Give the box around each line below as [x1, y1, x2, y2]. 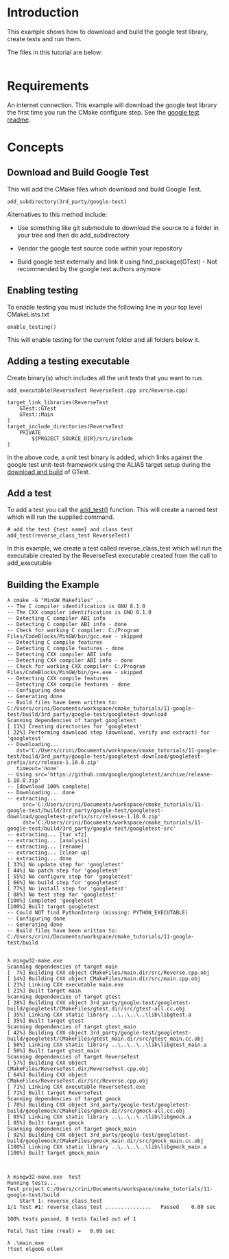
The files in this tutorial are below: [7, 48, 103, 56]
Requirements [7, 78, 89, 94]
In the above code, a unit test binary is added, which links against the [7, 453, 203, 461]
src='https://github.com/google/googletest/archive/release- [34, 771, 213, 778]
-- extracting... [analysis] [7, 838, 91, 844]
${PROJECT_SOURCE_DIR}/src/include [32, 435, 134, 442]
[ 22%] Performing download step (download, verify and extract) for [7, 729, 210, 736]
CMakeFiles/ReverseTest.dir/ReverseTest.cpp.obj [7, 1065, 149, 1072]
